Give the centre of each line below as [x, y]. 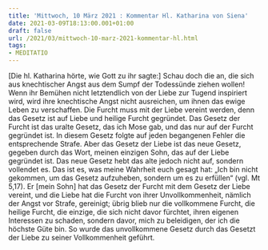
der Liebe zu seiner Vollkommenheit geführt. [82, 238]
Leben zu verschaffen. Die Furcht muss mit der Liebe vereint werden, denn [132, 110]
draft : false [30, 30]
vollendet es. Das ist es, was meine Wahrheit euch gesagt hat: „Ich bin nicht [133, 169]
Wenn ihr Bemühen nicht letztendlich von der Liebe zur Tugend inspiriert [128, 93]
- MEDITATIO [28, 53]
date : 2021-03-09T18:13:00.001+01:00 [71, 23]
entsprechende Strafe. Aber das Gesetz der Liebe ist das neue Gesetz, [125, 144]
